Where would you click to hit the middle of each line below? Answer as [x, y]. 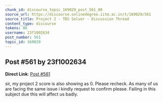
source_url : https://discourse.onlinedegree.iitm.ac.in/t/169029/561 [78, 14]
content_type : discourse [31, 24]
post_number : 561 [23, 38]
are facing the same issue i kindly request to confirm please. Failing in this [81, 89]
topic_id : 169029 [23, 42]
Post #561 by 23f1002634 [46, 62]
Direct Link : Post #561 [28, 74]
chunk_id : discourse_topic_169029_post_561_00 [54, 10]
